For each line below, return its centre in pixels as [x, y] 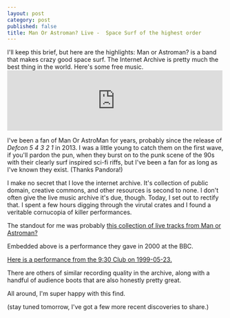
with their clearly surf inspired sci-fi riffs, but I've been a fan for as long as [113, 162]
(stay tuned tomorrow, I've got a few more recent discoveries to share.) [108, 307]
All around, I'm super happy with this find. [66, 294]
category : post [29, 20]
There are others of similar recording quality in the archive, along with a [108, 273]
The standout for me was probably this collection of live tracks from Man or [114, 226]
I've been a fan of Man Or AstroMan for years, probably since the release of [115, 140]
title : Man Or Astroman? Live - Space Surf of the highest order [104, 33]
